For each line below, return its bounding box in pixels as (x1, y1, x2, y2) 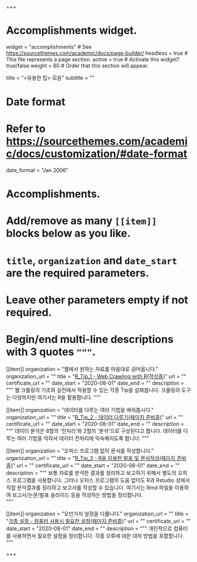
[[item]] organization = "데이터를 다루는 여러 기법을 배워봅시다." (6, 406, 154, 413)
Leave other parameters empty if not (6, 293, 189, 306)
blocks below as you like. (6, 227, 131, 240)
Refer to (6, 122, 46, 135)
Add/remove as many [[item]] (6, 214, 157, 227)
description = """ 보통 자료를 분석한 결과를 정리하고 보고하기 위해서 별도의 (6, 469, 177, 476)
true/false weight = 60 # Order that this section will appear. (6, 62, 149, 69)
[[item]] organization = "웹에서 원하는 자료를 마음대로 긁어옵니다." (6, 365, 159, 372)
